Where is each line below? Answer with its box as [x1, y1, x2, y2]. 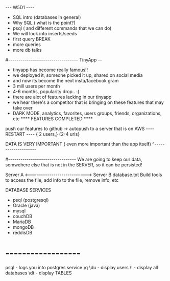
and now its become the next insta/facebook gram [12, 78, 119, 83]
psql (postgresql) [12, 197, 49, 203]
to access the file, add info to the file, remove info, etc [5, 177, 119, 183]
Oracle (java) [12, 202, 40, 208]
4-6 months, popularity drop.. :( [12, 89, 80, 94]
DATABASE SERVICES [5, 187, 51, 193]
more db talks [12, 47, 42, 53]
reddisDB [12, 230, 33, 235]
